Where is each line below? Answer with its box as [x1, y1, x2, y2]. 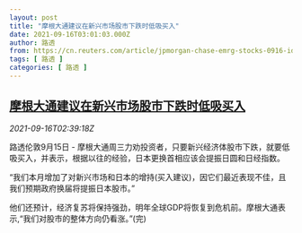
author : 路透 [9, 38, 56, 47]
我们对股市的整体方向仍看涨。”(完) [22, 212, 147, 224]
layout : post [9, 13, 58, 22]
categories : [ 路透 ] [9, 64, 88, 73]
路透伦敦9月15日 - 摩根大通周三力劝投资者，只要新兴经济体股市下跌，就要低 [9, 141, 290, 152]
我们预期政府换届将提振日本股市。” [9, 183, 136, 194]
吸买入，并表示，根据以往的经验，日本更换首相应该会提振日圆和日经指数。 [9, 152, 285, 163]
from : [9, 47, 30, 56]
